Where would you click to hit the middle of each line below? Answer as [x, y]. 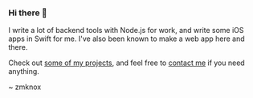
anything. [24, 71]
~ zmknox [25, 87]
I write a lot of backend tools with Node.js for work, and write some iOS [126, 31]
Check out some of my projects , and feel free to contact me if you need [126, 63]
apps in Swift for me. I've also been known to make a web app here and [126, 39]
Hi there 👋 [28, 13]
